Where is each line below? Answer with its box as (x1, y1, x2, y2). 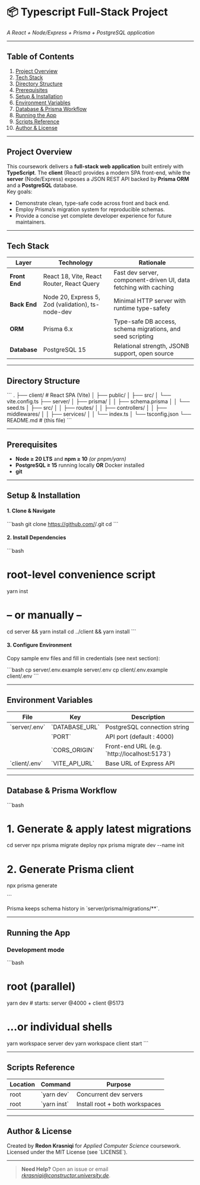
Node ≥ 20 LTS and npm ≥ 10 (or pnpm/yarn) (15, 455, 126, 462)
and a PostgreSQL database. (7, 181, 78, 189)
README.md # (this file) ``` (7, 417, 72, 424)
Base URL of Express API (105, 759, 175, 767)
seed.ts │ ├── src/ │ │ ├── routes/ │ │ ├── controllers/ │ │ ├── (7, 404, 167, 412)
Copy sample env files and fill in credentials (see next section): (7, 654, 160, 662)
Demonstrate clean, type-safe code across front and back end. (15, 199, 170, 206)
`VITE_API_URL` (50, 759, 94, 767)
